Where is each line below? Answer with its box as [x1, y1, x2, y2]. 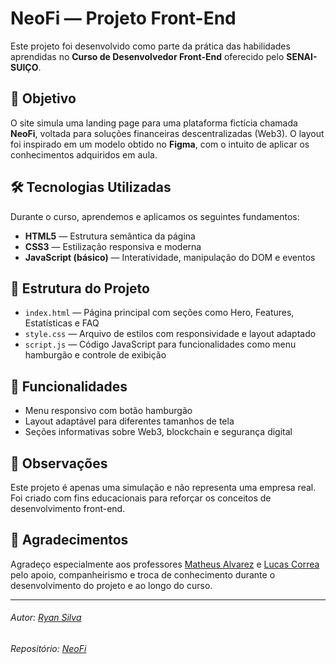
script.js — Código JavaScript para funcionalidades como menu [24, 338, 297, 351]
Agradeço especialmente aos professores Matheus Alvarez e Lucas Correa [10, 558, 320, 570]
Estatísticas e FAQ [24, 317, 100, 329]
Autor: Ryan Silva [10, 612, 82, 624]
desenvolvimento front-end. [10, 503, 126, 514]
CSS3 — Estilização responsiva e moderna [24, 240, 202, 252]
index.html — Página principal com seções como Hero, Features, [24, 307, 295, 319]
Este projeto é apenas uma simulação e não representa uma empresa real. [10, 482, 317, 493]
